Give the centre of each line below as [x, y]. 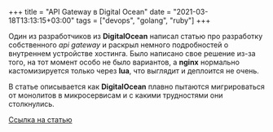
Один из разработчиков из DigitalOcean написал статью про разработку [136, 36]
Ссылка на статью [40, 120]
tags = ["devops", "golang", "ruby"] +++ [143, 20]
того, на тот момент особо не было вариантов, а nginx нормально [124, 62]
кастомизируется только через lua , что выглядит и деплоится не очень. [134, 71]
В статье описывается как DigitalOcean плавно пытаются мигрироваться [136, 86]
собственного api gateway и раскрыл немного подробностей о [119, 45]
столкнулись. [31, 104]
